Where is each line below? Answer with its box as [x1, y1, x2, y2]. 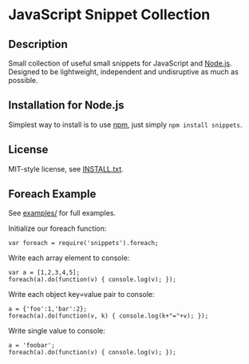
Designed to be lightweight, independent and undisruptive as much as [8, 67, 239, 77]
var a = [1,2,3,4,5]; [8, 269, 81, 277]
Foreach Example [8, 188, 97, 201]
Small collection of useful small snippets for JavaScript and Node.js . [8, 58, 232, 68]
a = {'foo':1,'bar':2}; [8, 305, 88, 313]
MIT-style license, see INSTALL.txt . [8, 164, 124, 173]
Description [8, 38, 68, 51]
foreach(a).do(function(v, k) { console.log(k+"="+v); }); [8, 312, 209, 320]
